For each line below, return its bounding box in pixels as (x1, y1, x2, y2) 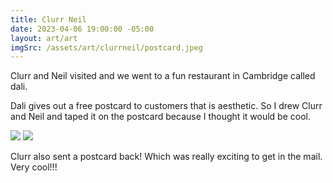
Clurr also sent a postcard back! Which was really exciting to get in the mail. (10, 151, 323, 163)
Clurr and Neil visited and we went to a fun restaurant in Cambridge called (10, 70, 316, 82)
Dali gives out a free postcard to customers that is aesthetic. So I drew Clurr (10, 100, 323, 112)
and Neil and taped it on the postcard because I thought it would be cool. (10, 111, 311, 123)
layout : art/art (10, 33, 78, 43)
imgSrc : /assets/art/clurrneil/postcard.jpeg (10, 42, 203, 53)
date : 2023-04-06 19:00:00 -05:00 (10, 24, 155, 34)
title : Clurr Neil (10, 14, 87, 25)
